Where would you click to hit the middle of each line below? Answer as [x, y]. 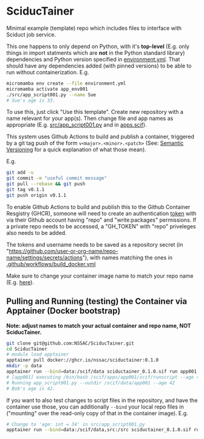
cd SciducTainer [27, 349]
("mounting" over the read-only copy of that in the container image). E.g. [97, 413]
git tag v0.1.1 [25, 190]
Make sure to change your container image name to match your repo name [100, 276]
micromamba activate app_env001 [47, 89]
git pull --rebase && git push [46, 184]
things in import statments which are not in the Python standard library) [96, 52]
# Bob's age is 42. [31, 388]
